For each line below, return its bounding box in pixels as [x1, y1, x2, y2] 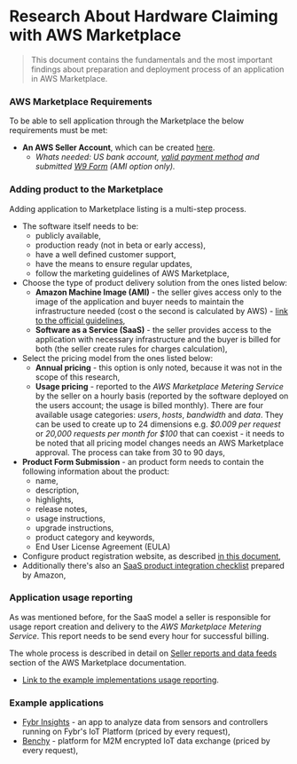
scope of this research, [35, 371, 121, 382]
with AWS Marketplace [9, 25, 182, 45]
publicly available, [35, 230, 102, 240]
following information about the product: [21, 466, 170, 477]
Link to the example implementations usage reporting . [21, 674, 220, 685]
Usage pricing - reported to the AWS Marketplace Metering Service [35, 381, 284, 391]
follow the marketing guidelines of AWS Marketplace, [35, 268, 230, 279]
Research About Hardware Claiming [9, 6, 278, 27]
